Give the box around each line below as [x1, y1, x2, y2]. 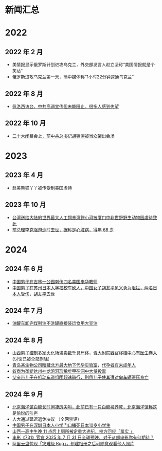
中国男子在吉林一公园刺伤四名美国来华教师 [12, 279, 98, 284]
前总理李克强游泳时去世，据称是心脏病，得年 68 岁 [12, 227, 114, 233]
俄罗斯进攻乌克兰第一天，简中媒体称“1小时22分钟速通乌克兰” [12, 74, 134, 80]
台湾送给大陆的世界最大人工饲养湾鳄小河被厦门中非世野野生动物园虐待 [12, 215, 153, 220]
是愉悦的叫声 [12, 410, 38, 416]
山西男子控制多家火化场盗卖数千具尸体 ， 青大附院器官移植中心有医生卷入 [12, 350, 157, 356]
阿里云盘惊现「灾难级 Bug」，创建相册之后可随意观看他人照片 [12, 441, 135, 447]
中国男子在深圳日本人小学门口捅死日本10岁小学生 [12, 422, 111, 428]
